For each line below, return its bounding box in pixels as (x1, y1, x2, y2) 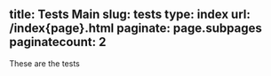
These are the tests (9, 57, 80, 69)
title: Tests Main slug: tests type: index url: (9, 7, 251, 22)
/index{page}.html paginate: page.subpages (9, 21, 262, 36)
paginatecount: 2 (9, 34, 107, 49)
